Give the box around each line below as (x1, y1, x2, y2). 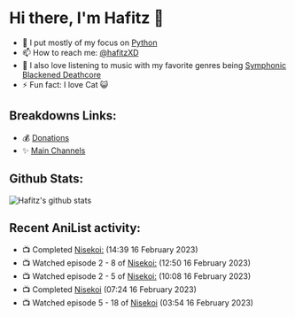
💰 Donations (21, 132, 69, 143)
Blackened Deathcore (21, 69, 102, 80)
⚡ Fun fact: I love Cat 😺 (21, 79, 109, 89)
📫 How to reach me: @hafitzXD (21, 47, 139, 58)
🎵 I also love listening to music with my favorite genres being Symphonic (21, 59, 287, 70)
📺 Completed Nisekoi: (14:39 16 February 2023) (21, 244, 198, 255)
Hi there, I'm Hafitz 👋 (9, 8, 165, 28)
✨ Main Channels (21, 145, 86, 156)
